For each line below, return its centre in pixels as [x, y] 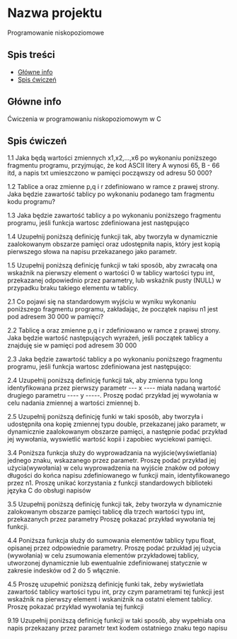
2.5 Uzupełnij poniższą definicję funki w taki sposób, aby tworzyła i [105, 417]
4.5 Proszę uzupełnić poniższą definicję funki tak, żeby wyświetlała [105, 585]
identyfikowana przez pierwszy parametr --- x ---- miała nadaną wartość [114, 388]
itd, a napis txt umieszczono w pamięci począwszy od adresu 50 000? [110, 173]
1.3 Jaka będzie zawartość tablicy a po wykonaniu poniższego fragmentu [114, 215]
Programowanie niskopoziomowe [56, 33]
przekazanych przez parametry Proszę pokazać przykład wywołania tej [111, 519]
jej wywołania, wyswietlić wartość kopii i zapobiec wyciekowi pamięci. [110, 439]
